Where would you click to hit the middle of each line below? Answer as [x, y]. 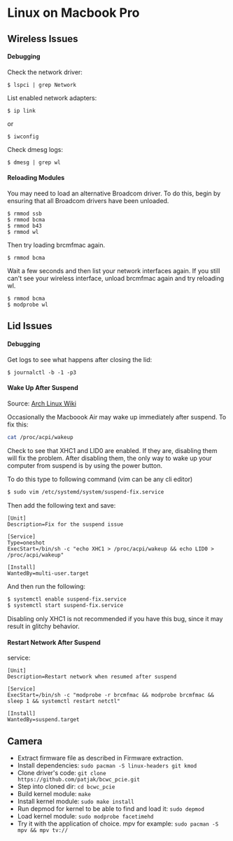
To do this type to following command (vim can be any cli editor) [100, 479]
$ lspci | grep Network [42, 85]
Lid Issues [30, 326]
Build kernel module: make [54, 794]
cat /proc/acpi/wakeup [40, 437]
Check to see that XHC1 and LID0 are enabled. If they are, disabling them [113, 450]
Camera [25, 741]
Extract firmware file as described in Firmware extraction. [100, 758]
